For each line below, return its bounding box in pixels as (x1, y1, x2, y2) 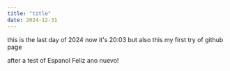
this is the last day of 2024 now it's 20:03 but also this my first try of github (7, 35, 224, 43)
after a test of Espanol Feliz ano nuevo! (7, 56, 119, 64)
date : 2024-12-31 (7, 17, 58, 23)
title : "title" (7, 10, 52, 17)
